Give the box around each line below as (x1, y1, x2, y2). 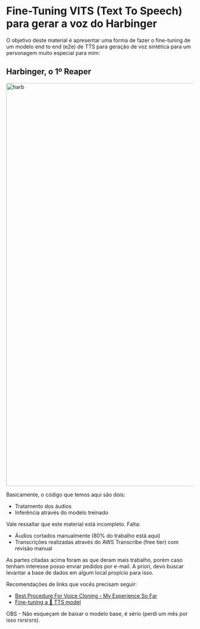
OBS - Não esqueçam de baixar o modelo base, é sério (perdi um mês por (6, 610, 188, 617)
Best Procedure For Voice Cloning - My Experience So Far (14, 592, 158, 599)
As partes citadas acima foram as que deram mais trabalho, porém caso (6, 556, 183, 563)
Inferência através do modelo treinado (14, 509, 109, 516)
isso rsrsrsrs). (6, 616, 40, 624)
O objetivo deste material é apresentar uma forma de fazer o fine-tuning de (6, 36, 190, 44)
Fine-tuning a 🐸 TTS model (14, 599, 82, 606)
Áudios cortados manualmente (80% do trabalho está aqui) (14, 532, 161, 539)
